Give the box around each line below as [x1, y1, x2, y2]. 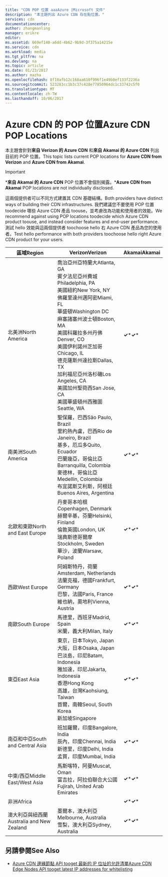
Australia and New [7, 818, 51, 825]
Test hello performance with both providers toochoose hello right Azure [14, 231, 161, 237]
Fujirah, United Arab [57, 783, 104, 790]
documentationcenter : [5, 21, 50, 27]
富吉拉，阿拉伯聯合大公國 [57, 776, 117, 783]
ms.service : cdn [5, 45, 39, 50]
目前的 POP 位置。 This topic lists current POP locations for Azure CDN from [5, 153, 162, 159]
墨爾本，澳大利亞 [57, 808, 97, 815]
